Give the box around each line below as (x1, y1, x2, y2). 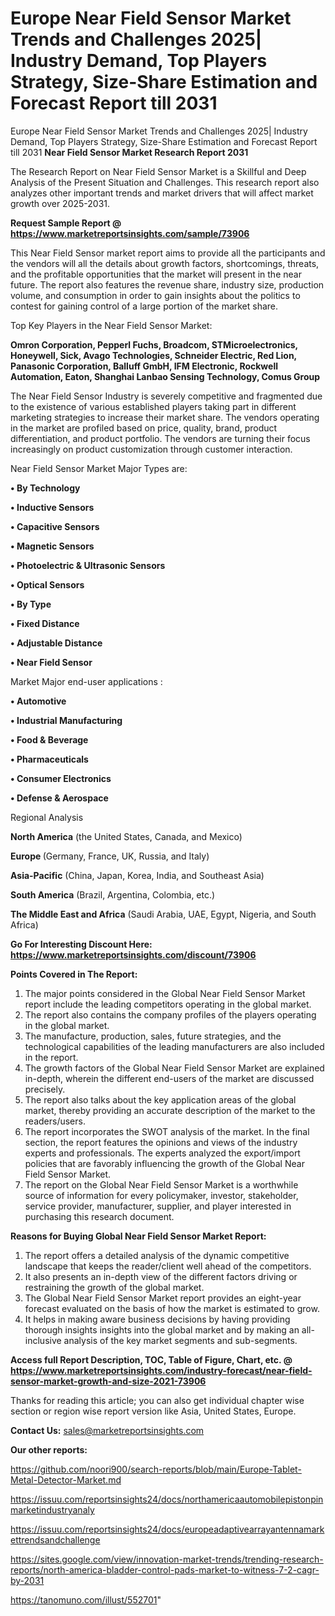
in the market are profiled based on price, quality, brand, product (10, 422, 278, 434)
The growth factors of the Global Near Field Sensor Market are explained (24, 1062, 325, 1074)
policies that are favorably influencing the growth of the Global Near (24, 1157, 305, 1169)
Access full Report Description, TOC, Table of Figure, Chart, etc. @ (10, 1353, 293, 1366)
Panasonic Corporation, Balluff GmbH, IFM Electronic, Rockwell (10, 360, 278, 372)
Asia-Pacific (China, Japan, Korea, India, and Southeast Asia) (10, 869, 265, 881)
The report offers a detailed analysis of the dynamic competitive (24, 1249, 290, 1261)
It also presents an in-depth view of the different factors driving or (24, 1270, 298, 1282)
